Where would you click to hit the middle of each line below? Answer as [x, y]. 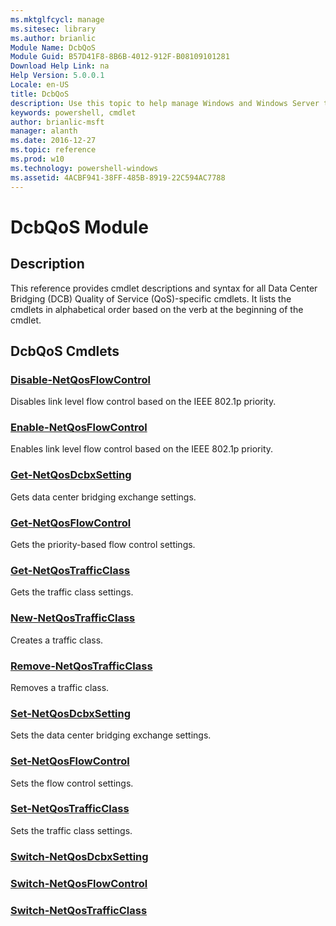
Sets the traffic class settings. [71, 830]
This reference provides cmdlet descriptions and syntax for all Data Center [164, 288]
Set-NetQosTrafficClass [70, 809]
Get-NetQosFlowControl [71, 523]
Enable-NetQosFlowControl [79, 428]
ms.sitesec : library [53, 29]
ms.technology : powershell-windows [84, 168]
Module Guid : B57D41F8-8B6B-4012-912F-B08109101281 [120, 57]
